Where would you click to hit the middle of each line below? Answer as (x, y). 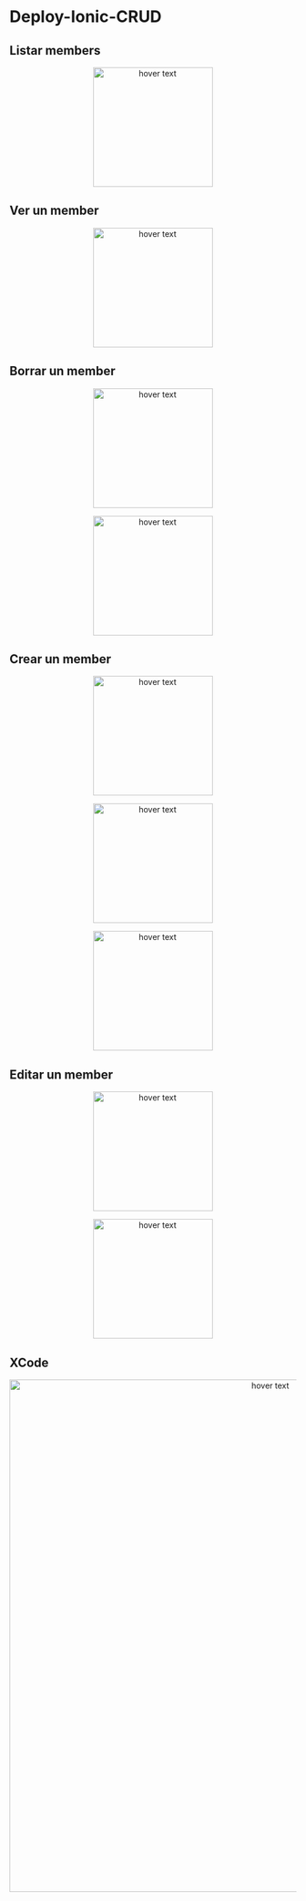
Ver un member (54, 211)
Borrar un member (62, 371)
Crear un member (61, 659)
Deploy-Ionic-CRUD (86, 17)
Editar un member (61, 1074)
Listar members (55, 51)
